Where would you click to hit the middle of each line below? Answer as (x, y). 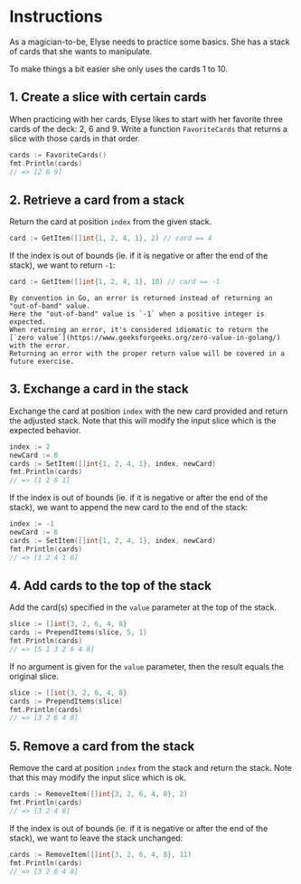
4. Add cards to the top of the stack (111, 585)
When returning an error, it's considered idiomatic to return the (139, 329)
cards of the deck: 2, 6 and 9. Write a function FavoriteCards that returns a (148, 128)
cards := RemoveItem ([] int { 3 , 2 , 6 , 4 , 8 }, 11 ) (101, 854)
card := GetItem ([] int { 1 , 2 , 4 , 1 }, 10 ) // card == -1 (115, 282)
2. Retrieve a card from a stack (97, 200)
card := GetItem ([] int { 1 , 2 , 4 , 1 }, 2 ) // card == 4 (111, 238)
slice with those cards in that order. (75, 138)
